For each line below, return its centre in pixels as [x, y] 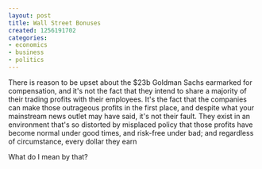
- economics [28, 45]
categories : [28, 38]
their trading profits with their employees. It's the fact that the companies [128, 99]
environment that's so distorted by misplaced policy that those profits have [131, 125]
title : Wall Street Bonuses [55, 23]
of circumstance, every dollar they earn [73, 141]
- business [26, 52]
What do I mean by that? [48, 156]
